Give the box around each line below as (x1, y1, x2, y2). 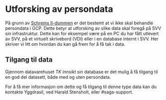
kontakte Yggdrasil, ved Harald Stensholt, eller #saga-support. (5, 89, 134, 95)
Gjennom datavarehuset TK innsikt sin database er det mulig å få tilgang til (5, 69, 158, 75)
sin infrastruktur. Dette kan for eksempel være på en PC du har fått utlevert (5, 30, 159, 36)
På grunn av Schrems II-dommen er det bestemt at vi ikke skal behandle (5, 20, 154, 26)
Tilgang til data (5, 56, 53, 64)
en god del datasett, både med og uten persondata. (5, 74, 111, 80)
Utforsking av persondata (5, 3, 113, 15)
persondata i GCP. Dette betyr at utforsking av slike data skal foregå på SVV (5, 25, 162, 31)
